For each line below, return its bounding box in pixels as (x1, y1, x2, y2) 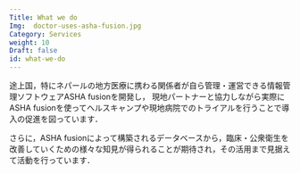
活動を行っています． (16, 155, 96, 165)
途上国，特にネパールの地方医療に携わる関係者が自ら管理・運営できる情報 (9, 80, 283, 90)
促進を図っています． (24, 113, 103, 124)
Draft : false (9, 46, 58, 55)
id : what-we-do (9, 54, 66, 63)
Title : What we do (9, 12, 78, 22)
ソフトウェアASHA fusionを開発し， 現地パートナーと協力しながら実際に (16, 91, 286, 102)
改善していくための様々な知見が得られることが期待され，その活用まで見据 (9, 144, 283, 154)
